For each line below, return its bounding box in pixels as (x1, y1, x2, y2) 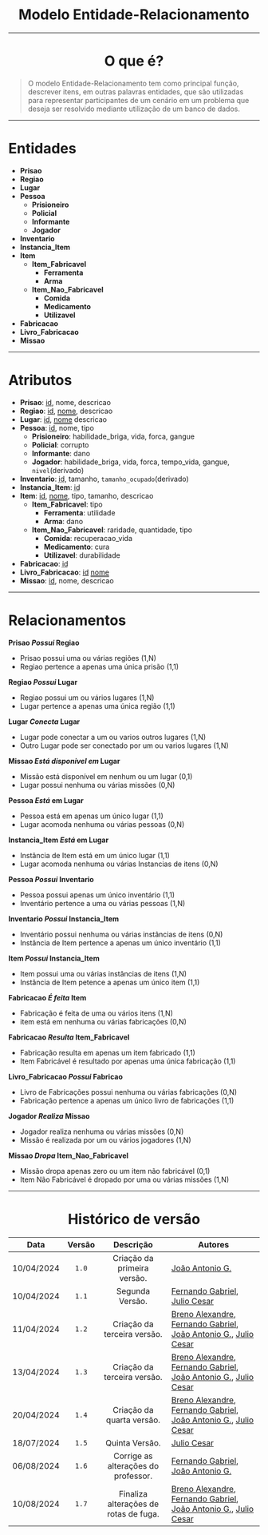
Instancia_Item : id (19, 482, 81, 492)
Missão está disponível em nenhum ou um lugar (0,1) (19, 771, 193, 781)
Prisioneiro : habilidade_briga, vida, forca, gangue (31, 431, 195, 441)
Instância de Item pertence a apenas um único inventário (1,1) (19, 937, 221, 948)
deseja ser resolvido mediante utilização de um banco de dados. (27, 104, 241, 113)
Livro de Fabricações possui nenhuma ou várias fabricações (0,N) (19, 1087, 238, 1096)
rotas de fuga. (107, 1508, 160, 1519)
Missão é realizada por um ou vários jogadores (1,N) (19, 1135, 191, 1144)
